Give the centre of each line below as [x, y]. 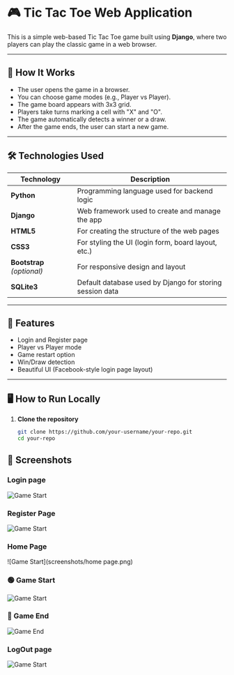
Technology [41, 179]
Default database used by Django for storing [149, 282]
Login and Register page [53, 340]
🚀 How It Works [41, 73]
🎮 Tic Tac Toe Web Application [100, 13]
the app [89, 220]
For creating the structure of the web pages [148, 231]
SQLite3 [24, 287]
